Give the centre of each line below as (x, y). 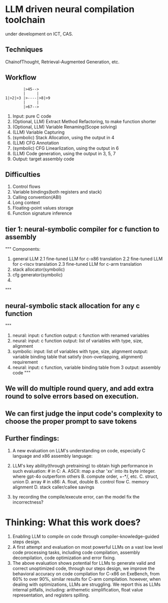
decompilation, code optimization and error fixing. (64, 558)
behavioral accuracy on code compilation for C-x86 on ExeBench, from (86, 573)
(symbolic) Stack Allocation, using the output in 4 (63, 137)
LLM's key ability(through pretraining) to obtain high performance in (82, 465)
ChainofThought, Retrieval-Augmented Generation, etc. (62, 62)
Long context (26, 203)
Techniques (24, 49)
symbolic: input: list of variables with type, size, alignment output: (80, 351)
